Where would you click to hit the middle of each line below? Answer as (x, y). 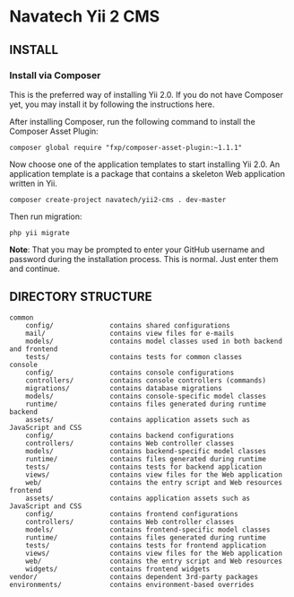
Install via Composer (55, 75)
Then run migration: (46, 216)
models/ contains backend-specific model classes (146, 451)
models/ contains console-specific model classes (146, 396)
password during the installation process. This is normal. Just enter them (144, 259)
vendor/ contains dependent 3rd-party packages (134, 576)
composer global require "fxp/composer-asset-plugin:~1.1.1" (126, 147)
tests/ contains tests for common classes (134, 356)
